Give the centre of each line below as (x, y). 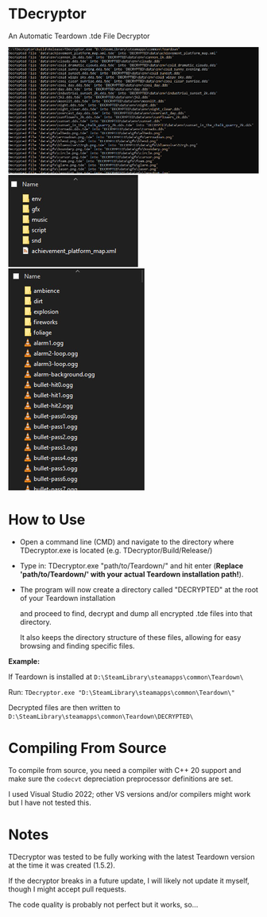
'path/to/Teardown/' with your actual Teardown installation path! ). (132, 574)
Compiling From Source (87, 748)
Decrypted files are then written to (64, 707)
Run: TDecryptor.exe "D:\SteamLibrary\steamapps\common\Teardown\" (122, 692)
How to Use (47, 520)
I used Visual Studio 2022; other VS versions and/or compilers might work (130, 794)
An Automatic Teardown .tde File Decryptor (79, 36)
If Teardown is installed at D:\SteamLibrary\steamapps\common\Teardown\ (126, 677)
